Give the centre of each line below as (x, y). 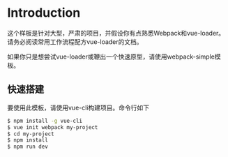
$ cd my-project (31, 134)
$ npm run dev (28, 147)
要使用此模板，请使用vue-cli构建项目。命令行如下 (78, 107)
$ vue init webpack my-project (53, 127)
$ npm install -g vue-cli (45, 121)
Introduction (44, 13)
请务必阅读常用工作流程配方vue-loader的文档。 (75, 42)
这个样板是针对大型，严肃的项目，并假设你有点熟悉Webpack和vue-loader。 (116, 33)
